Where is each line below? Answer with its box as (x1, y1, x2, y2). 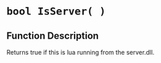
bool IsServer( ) (6, 5, 106, 18)
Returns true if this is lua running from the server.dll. (6, 48, 155, 56)
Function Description (6, 30, 100, 42)
